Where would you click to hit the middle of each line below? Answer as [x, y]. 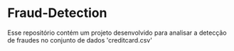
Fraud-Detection [57, 13]
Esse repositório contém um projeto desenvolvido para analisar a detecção [117, 33]
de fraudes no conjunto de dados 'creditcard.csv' [80, 40]
